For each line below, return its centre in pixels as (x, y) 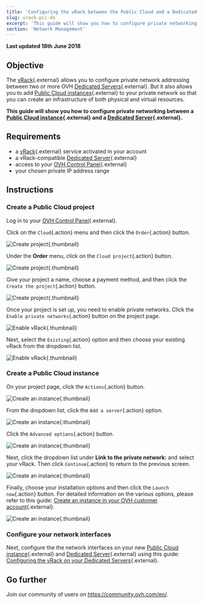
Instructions (30, 190)
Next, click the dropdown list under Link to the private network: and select (100, 457)
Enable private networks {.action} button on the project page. (83, 316)
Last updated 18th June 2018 (43, 46)
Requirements (33, 137)
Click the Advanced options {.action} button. (60, 434)
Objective (25, 65)
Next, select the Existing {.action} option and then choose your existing (96, 339)
